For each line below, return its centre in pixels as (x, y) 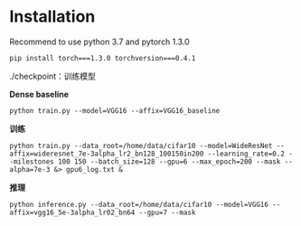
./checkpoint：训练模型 (53, 76)
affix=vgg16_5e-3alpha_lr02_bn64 (72, 212)
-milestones (32, 161)
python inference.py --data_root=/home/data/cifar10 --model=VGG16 (139, 204)
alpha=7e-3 (30, 169)
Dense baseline (39, 94)
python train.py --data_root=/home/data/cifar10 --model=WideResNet (141, 146)
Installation (52, 17)
